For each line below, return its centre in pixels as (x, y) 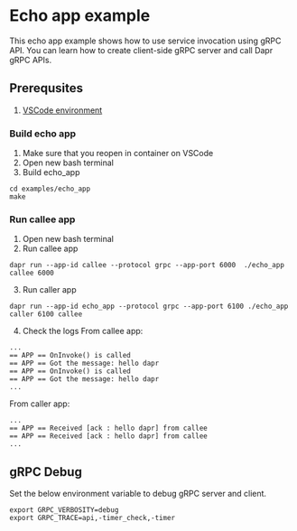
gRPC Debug (46, 472)
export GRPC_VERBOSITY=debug (64, 510)
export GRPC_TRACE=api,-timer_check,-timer (93, 518)
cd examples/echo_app (50, 189)
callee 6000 (32, 273)
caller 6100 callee (46, 314)
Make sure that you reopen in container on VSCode (118, 154)
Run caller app (49, 290)
